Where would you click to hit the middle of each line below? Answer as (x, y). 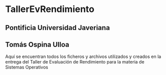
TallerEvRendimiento (50, 9)
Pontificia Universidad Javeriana (58, 28)
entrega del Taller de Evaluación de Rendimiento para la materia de (75, 62)
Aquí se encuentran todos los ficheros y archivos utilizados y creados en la (83, 56)
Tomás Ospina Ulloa (37, 44)
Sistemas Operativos (27, 67)
